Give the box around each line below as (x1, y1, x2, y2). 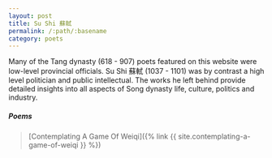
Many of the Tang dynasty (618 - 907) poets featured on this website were (8, 57, 257, 66)
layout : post (8, 11, 53, 20)
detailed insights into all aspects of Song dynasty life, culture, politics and (8, 84, 255, 94)
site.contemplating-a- (178, 131, 251, 142)
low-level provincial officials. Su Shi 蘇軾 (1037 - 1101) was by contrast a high (8, 66, 265, 76)
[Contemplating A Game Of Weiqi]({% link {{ (28, 131, 177, 142)
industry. (8, 92, 38, 102)
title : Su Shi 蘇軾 (8, 19, 72, 28)
